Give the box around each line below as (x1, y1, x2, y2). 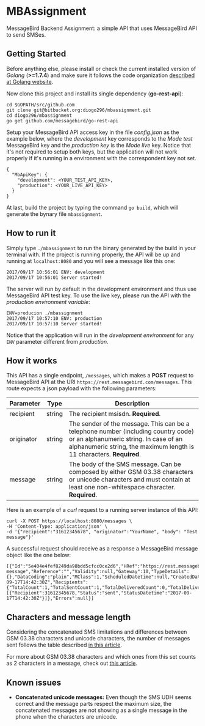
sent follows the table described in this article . (6, 641, 123, 649)
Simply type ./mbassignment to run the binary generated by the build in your (6, 244, 196, 251)
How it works (6, 355, 57, 366)
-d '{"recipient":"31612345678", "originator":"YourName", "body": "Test (6, 529, 198, 535)
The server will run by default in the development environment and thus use (6, 285, 197, 292)
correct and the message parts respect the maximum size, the (15, 700, 172, 707)
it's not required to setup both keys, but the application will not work (6, 148, 178, 155)
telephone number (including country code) (68, 427, 194, 435)
